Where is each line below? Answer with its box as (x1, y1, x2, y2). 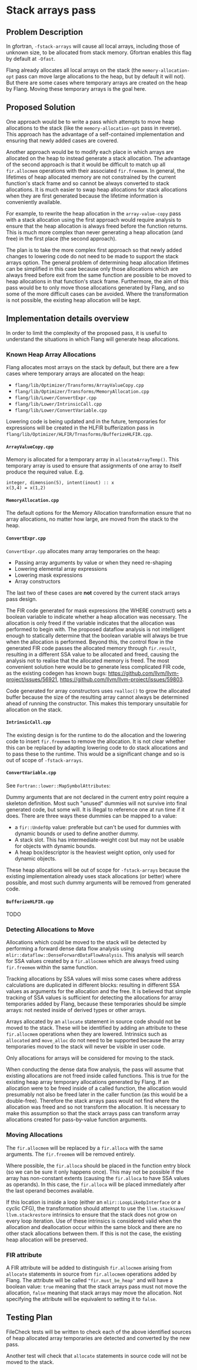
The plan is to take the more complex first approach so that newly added (6, 246, 182, 254)
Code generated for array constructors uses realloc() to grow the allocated (6, 687, 191, 694)
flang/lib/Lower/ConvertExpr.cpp (14, 395, 97, 401)
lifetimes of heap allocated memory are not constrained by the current (6, 173, 176, 180)
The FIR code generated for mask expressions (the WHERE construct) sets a (6, 607, 191, 614)
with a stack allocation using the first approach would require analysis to (6, 216, 182, 223)
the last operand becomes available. (6, 1187, 94, 1194)
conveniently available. (6, 198, 62, 205)
